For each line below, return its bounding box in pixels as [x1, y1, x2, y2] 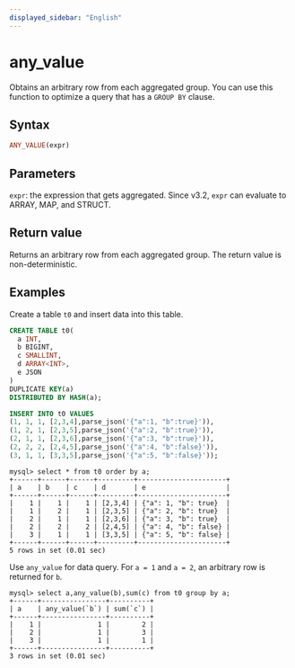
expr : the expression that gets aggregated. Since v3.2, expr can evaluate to [9, 190, 287, 200]
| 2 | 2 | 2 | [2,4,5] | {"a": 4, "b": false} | [9, 522, 230, 531]
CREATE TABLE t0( [9, 325, 74, 335]
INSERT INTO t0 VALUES [9, 409, 94, 418]
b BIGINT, [17, 343, 54, 352]
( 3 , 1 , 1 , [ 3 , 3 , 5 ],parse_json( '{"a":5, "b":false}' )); [9, 450, 219, 459]
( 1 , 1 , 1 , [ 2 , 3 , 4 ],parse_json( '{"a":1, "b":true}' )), [9, 417, 215, 427]
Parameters [9, 165, 76, 181]
